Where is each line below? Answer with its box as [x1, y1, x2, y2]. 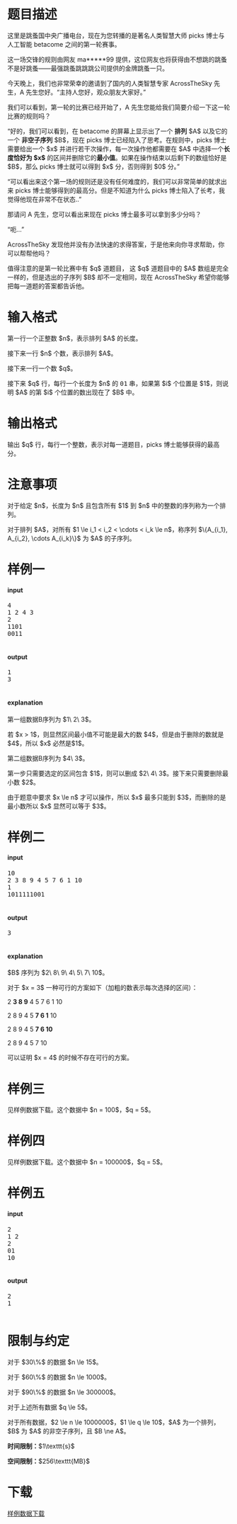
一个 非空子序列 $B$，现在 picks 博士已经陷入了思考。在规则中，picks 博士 [7, 135, 226, 144]
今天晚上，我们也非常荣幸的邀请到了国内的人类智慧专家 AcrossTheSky [7, 79, 212, 87]
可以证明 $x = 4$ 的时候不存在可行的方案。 [7, 1053, 133, 1062]
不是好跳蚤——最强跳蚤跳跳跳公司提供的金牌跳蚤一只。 [7, 64, 168, 72]
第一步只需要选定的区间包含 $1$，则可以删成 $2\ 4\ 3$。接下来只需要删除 [7, 769, 223, 778]
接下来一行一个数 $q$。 [7, 364, 77, 373]
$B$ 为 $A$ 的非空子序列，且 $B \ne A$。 [7, 1426, 130, 1435]
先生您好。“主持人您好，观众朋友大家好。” [25, 88, 146, 96]
